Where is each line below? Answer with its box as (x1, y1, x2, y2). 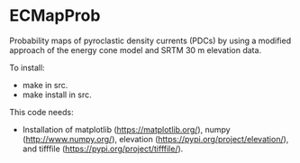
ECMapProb (9, 5, 101, 26)
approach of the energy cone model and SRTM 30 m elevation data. (9, 44, 262, 55)
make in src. (22, 79, 68, 90)
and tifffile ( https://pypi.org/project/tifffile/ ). (22, 143, 184, 154)
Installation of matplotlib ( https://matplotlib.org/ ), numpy (22, 123, 232, 135)
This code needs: (9, 106, 74, 117)
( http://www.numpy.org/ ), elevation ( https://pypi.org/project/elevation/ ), (22, 133, 289, 144)
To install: (9, 62, 45, 73)
